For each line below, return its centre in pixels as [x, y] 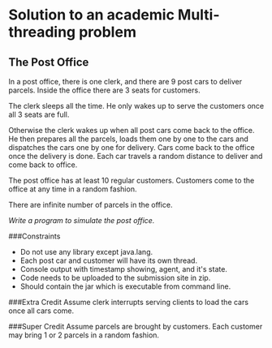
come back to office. [43, 165]
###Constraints [35, 236]
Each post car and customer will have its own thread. [108, 260]
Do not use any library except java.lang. [86, 252]
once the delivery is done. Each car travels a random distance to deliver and [136, 156]
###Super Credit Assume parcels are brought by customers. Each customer [136, 327]
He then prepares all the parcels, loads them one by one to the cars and [129, 139]
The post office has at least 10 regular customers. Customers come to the [132, 180]
